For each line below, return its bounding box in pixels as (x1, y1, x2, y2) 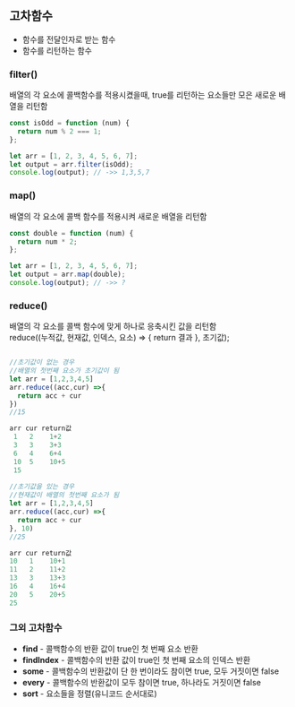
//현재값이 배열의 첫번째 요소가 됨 (9, 491, 120, 500)
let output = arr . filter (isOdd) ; (9, 160, 134, 168)
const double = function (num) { (9, 228, 134, 237)
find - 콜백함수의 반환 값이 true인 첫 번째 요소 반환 (21, 643, 198, 654)
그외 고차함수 (9, 621, 63, 634)
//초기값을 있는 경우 (9, 482, 75, 491)
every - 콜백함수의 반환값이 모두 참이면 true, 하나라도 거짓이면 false (21, 677, 262, 687)
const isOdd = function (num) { (9, 119, 130, 128)
